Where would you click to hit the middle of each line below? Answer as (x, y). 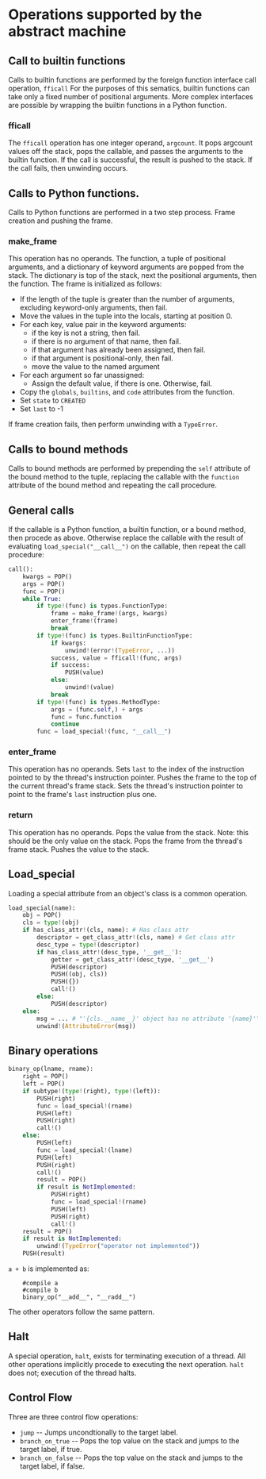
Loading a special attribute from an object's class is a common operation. (128, 893)
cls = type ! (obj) (51, 922)
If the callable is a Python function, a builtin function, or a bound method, (127, 530)
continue (65, 724)
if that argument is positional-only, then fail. (103, 358)
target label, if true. (51, 1449)
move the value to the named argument (95, 367)
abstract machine (67, 31)
